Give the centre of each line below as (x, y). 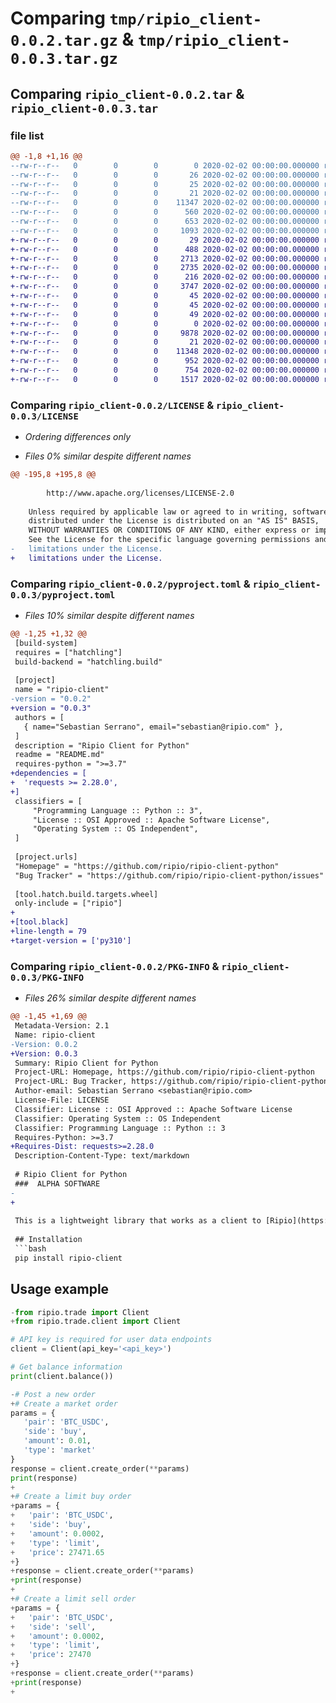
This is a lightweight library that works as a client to (138, 1221)
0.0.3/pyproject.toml (63, 595)
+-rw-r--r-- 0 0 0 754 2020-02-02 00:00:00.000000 (165, 370)
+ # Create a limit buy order (71, 1497)
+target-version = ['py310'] (71, 940)
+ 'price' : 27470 (51, 1655)
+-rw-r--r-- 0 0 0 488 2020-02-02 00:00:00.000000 (165, 249)
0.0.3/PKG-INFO (47, 977)
